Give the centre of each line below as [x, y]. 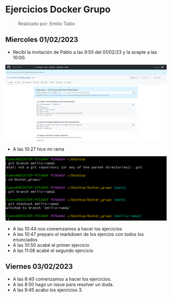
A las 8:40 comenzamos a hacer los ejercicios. [62, 279]
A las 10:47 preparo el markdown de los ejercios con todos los [78, 234]
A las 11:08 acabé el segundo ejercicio [53, 250]
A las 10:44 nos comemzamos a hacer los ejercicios [67, 228]
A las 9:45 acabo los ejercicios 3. [48, 290]
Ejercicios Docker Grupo [58, 9]
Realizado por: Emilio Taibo [46, 24]
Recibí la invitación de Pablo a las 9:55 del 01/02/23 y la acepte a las [85, 52]
